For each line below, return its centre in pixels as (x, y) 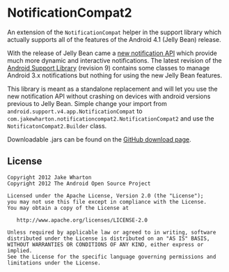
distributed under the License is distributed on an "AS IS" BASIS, (109, 239)
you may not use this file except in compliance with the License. (107, 202)
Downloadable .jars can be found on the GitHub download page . (99, 139)
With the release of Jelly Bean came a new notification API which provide (112, 53)
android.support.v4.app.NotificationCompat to (75, 111)
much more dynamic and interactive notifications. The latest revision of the (114, 60)
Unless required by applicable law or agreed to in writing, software (112, 232)
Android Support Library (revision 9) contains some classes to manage (109, 68)
